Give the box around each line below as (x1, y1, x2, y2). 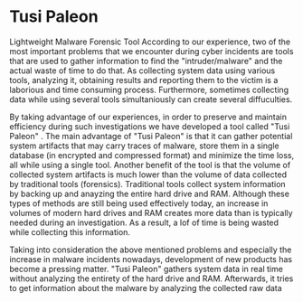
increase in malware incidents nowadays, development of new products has (9, 253, 292, 264)
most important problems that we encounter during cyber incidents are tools (9, 45, 294, 56)
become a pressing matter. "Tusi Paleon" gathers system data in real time (9, 263, 283, 274)
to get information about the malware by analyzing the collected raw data (9, 282, 282, 293)
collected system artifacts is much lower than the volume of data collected (9, 169, 288, 180)
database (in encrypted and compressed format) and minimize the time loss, (9, 149, 295, 160)
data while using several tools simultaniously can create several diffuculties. (9, 93, 293, 105)
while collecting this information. (9, 226, 131, 237)
